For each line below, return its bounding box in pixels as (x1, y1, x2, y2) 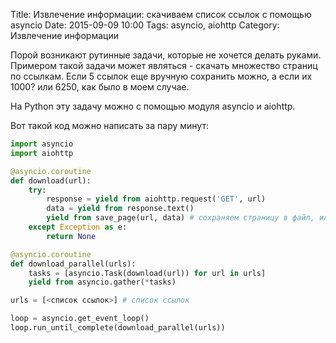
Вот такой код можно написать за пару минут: (10, 120, 209, 131)
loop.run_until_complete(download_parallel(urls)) (10, 323, 226, 333)
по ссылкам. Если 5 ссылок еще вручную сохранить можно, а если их (10, 70, 313, 82)
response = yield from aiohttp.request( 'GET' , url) (46, 194, 267, 204)
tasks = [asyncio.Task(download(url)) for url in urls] (28, 268, 267, 278)
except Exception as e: (28, 222, 128, 232)
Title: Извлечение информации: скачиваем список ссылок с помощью (10, 9, 312, 20)
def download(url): (10, 175, 92, 186)
